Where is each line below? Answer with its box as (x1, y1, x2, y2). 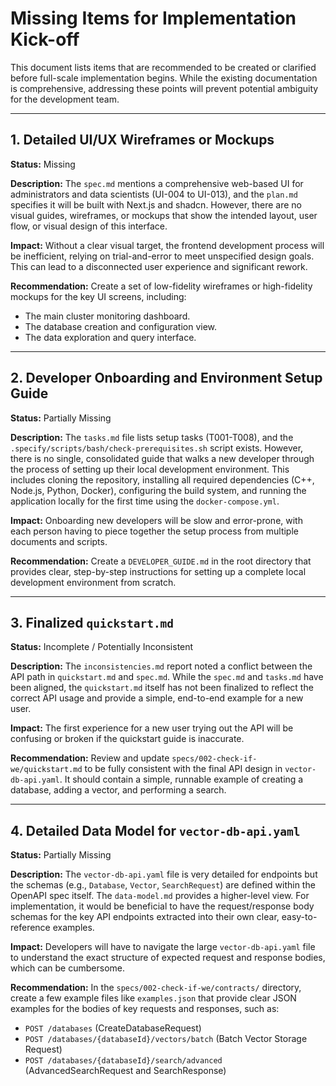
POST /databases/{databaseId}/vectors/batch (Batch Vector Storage (24, 1033, 308, 1045)
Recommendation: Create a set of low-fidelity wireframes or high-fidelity (10, 280, 313, 292)
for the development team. (10, 93, 120, 105)
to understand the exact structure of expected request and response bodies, (10, 952, 326, 964)
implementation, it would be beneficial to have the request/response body (10, 900, 315, 912)
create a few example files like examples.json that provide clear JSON (10, 992, 297, 1004)
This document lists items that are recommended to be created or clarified (10, 61, 317, 73)
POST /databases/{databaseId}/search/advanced (24, 1056, 223, 1066)
